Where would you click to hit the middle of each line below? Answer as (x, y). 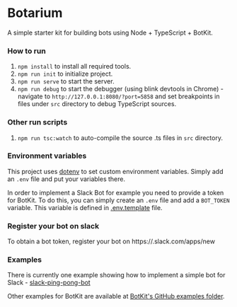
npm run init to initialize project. (65, 74)
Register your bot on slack (53, 226)
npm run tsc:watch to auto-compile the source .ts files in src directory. (120, 138)
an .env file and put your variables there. (67, 179)
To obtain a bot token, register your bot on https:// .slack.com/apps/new (111, 241)
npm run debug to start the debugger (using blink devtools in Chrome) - (121, 89)
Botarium (35, 13)
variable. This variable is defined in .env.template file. (85, 207)
